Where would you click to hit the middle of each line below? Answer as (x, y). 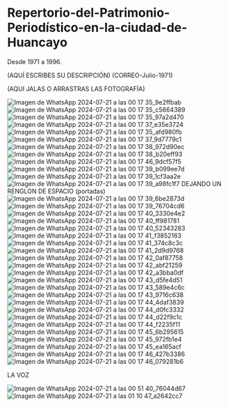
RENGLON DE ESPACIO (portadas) (56, 191)
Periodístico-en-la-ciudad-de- (97, 28)
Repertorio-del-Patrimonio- (89, 13)
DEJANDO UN (201, 183)
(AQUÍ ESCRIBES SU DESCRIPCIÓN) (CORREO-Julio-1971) (90, 75)
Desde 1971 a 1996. (35, 61)
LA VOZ (18, 375)
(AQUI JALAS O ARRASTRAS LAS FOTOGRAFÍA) (76, 89)
